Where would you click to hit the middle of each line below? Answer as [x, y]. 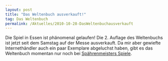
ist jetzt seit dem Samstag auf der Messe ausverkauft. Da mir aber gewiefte [83, 43]
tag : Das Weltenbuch [27, 19]
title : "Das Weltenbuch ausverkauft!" [46, 14]
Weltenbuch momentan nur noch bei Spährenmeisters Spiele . [68, 54]
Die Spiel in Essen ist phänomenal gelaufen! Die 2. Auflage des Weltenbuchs [84, 38]
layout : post [19, 10]
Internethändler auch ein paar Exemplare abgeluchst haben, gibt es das [79, 48]
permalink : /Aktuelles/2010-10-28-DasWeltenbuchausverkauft [69, 24]
